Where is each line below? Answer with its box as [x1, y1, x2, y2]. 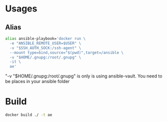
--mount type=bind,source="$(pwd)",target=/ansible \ [9, 50, 124, 55]
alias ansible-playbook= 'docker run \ [5, 36, 86, 41]
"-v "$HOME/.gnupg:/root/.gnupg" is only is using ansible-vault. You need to [5, 73, 163, 79]
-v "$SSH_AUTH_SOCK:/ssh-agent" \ [9, 45, 81, 50]
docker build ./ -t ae [5, 112, 52, 117]
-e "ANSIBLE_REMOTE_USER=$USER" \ [9, 40, 81, 45]
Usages [5, 3, 37, 14]
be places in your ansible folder [5, 78, 70, 84]
